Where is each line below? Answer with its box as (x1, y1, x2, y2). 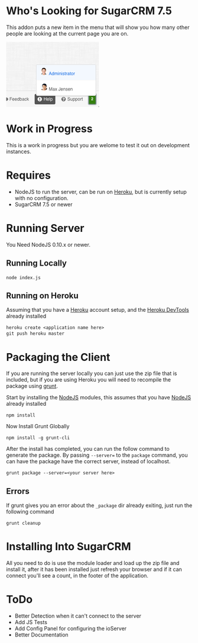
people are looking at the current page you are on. (6, 30, 129, 37)
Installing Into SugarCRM (6, 540, 131, 554)
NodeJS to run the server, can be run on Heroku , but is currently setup (14, 188, 187, 195)
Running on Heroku (6, 290, 79, 301)
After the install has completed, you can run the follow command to (6, 445, 170, 453)
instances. (6, 148, 31, 155)
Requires (6, 169, 51, 182)
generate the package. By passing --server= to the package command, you (6, 451, 188, 459)
